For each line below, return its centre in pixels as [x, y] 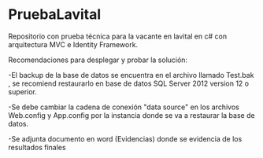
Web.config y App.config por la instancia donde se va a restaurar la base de [131, 115]
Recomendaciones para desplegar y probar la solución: [98, 60]
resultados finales [37, 147]
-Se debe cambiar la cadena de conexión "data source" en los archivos [124, 107]
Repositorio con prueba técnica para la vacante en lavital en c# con [117, 36]
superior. [23, 91]
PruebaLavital [55, 15]
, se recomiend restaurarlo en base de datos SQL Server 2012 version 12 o [129, 83]
